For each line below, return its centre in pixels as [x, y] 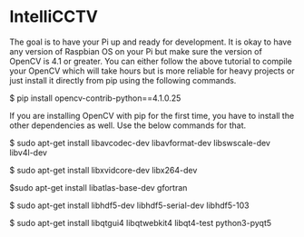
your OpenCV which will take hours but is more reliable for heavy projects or [152, 71]
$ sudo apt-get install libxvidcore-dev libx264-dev [103, 170]
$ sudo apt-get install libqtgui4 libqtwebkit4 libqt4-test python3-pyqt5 [141, 222]
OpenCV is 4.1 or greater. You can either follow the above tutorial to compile [151, 61]
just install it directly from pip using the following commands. [123, 80]
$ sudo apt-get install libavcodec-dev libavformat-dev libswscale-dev [140, 143]
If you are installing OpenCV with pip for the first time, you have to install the [152, 115]
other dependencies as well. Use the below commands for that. [128, 125]
